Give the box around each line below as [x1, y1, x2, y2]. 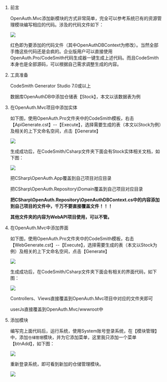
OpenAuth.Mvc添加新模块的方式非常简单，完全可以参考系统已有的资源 [10, 15, 157, 21]
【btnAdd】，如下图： [10, 341, 55, 346]
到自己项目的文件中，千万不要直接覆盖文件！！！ [10, 203, 113, 209]
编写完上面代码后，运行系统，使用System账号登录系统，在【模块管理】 [10, 328, 159, 334]
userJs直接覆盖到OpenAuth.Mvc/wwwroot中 [10, 306, 104, 312]
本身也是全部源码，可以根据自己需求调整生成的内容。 [10, 61, 122, 67]
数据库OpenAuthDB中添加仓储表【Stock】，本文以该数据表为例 [10, 94, 141, 99]
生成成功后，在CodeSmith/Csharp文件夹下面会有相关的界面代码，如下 [10, 269, 157, 275]
